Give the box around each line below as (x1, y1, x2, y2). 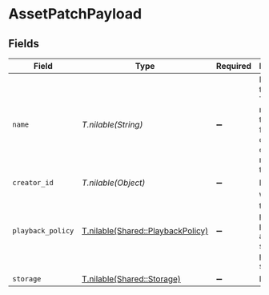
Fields (8, 37, 40, 51)
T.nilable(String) (81, 119, 143, 130)
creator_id (12, 178, 54, 187)
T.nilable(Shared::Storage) (81, 273, 182, 285)
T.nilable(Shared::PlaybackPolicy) (81, 225, 209, 236)
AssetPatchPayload (8, 5, 143, 23)
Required (215, 61, 252, 71)
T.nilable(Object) (81, 177, 146, 188)
